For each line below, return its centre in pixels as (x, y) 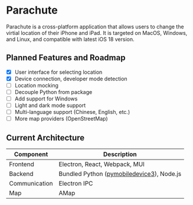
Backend (21, 174)
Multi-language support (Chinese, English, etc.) (72, 112)
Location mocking (37, 85)
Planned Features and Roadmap (66, 58)
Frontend (22, 164)
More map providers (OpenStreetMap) (61, 119)
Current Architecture (45, 137)
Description (120, 154)
